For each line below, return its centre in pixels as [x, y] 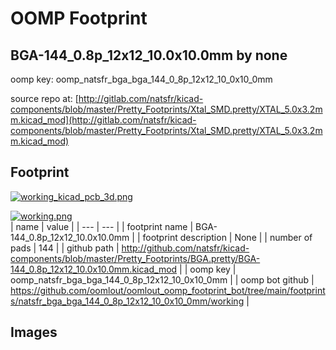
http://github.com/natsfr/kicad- [185, 248]
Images [34, 332]
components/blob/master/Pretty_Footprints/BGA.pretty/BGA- [135, 258]
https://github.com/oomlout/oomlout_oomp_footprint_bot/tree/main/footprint [168, 290]
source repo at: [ [44, 98]
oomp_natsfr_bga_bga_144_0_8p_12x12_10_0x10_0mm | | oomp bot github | [162, 279]
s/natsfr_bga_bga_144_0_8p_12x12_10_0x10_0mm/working [127, 301]
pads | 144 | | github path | [65, 248]
